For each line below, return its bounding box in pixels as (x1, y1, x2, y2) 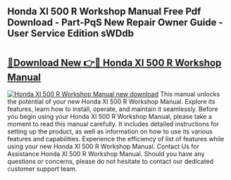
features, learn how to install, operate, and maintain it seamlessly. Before (7, 105, 218, 113)
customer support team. (7, 165, 77, 173)
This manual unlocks (159, 90, 220, 98)
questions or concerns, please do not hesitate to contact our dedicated (7, 157, 214, 165)
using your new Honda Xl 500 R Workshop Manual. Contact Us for (7, 142, 199, 150)
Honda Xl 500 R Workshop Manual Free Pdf (7, 6, 201, 18)
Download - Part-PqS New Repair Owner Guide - (7, 17, 223, 29)
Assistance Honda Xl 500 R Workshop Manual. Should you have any (7, 150, 206, 157)
